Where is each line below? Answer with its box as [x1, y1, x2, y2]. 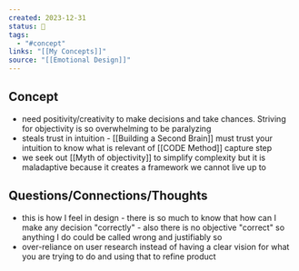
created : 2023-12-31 [8, 13, 87, 23]
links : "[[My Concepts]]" [8, 47, 106, 56]
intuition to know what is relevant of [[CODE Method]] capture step [21, 142, 273, 153]
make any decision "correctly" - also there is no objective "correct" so [21, 222, 285, 233]
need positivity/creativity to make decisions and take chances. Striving [21, 113, 287, 124]
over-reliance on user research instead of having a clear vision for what [21, 241, 290, 252]
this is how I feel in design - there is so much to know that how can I [21, 212, 276, 223]
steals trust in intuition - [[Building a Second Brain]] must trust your [21, 133, 274, 144]
